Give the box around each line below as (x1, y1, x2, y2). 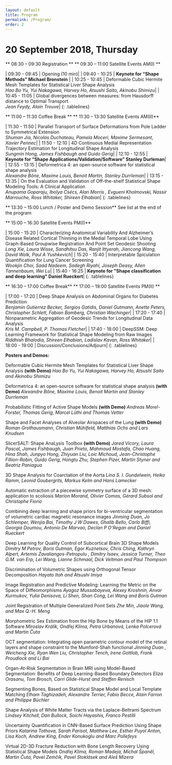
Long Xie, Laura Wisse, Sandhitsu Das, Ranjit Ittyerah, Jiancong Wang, (5, 246, 156, 252)
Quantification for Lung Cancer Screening (5, 257, 94, 263)
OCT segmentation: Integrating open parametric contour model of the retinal (5, 639, 167, 645)
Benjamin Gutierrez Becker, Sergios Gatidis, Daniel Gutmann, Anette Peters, (5, 304, 166, 311)
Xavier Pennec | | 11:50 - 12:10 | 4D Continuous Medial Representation (5, 140, 152, 146)
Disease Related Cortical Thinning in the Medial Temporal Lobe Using (5, 235, 152, 241)
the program (5, 210, 32, 216)
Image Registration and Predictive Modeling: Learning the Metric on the (5, 582, 157, 588)
